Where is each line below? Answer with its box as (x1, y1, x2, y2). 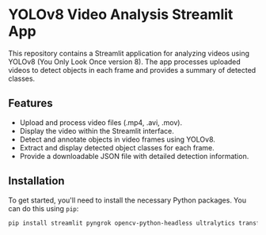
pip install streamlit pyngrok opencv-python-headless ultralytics (8, 219, 236, 227)
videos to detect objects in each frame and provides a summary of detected (8, 65, 256, 74)
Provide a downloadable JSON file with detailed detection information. (19, 151, 249, 161)
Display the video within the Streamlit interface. (19, 126, 174, 135)
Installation (8, 174, 65, 188)
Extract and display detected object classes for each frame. (19, 142, 215, 152)
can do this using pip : (8, 203, 79, 213)
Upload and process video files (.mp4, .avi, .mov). (19, 117, 183, 127)
